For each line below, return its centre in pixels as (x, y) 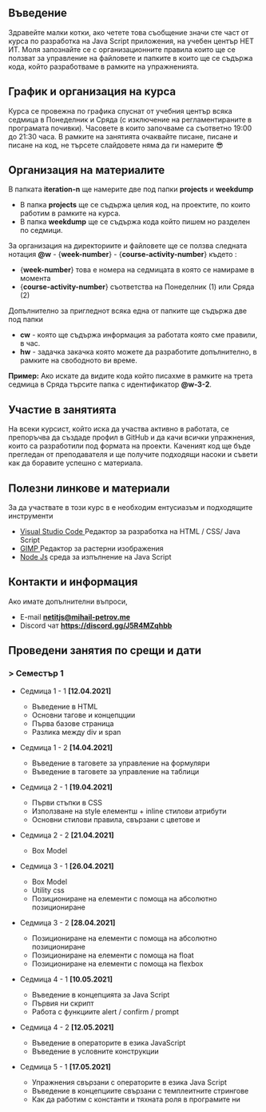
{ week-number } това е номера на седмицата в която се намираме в (137, 270)
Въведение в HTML (65, 706)
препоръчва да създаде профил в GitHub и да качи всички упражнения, (132, 438)
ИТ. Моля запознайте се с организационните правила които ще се (122, 49)
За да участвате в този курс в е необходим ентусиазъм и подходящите (131, 508)
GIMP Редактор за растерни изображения (91, 548)
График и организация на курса (92, 92)
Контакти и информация (73, 582)
